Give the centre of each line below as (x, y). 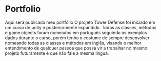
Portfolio (23, 9)
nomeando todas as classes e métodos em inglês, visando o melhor (73, 43)
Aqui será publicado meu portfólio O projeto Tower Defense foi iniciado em (80, 22)
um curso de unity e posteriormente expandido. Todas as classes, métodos (81, 27)
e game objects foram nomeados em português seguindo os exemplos (76, 32)
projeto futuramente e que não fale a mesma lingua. (57, 53)
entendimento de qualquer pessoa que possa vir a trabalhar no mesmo (76, 48)
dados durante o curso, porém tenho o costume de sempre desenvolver (77, 38)
